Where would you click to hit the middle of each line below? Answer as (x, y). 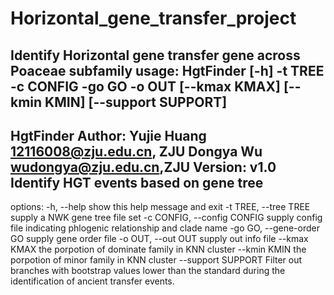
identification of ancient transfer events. (92, 281)
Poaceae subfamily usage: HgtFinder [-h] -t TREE (167, 70)
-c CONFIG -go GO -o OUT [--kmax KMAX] (145, 86)
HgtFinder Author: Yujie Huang (108, 135)
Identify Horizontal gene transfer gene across (155, 55)
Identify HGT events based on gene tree (137, 182)
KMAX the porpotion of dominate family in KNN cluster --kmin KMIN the (158, 249)
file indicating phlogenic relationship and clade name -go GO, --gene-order (165, 228)
